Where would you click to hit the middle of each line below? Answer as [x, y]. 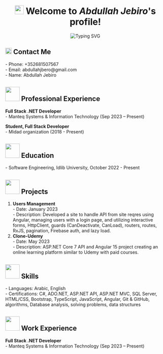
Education [38, 155]
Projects [35, 191]
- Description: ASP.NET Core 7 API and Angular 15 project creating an [85, 247]
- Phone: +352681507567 [32, 64]
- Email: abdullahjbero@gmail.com [41, 69]
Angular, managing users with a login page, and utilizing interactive [83, 220]
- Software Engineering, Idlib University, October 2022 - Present [72, 168]
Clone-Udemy [28, 236]
